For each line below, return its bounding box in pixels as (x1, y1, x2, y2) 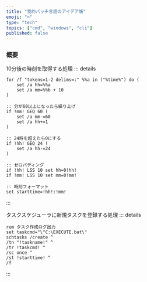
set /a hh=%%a (16, 82, 51, 88)
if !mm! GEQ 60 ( (6, 109, 48, 115)
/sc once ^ (6, 250, 33, 256)
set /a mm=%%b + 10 (16, 87, 64, 93)
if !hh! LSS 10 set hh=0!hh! (6, 168, 77, 174)
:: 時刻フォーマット (6, 184, 49, 190)
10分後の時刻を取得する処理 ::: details (6, 65, 96, 72)
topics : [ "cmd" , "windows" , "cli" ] (6, 25, 93, 31)
